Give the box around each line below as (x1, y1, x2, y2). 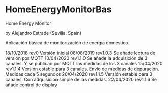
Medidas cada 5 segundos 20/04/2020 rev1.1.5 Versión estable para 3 (5, 71, 153, 77)
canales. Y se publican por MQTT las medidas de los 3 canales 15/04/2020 (5, 60, 163, 66)
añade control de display (5, 82, 58, 88)
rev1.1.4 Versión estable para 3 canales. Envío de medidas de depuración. (5, 66, 159, 72)
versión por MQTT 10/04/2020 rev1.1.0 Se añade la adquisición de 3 (5, 55, 148, 61)
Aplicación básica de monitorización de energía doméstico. (5, 39, 130, 46)
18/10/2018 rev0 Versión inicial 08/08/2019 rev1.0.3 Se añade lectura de (5, 50, 156, 56)
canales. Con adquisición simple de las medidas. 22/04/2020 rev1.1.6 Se (5, 76, 157, 82)
